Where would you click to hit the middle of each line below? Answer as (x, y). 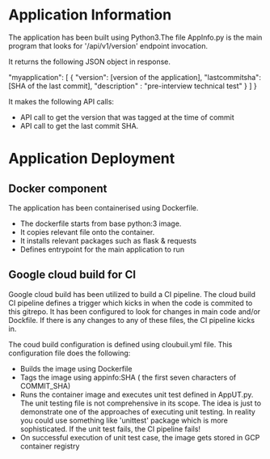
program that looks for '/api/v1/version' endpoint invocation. (108, 45)
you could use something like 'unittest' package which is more (124, 420)
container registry (50, 446)
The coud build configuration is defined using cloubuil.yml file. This (120, 344)
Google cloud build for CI (72, 275)
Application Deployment (92, 159)
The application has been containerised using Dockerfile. (103, 207)
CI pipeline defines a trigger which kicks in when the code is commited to (131, 303)
